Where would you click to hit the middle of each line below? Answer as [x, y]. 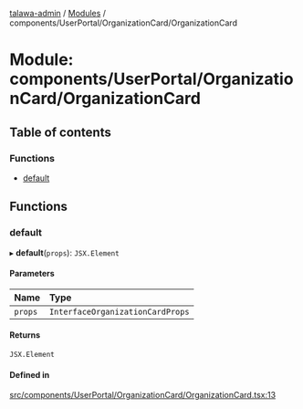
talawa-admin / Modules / [58, 13]
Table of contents [60, 132]
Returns [25, 335]
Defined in [30, 374]
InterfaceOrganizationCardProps [119, 311]
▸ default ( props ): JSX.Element [65, 252]
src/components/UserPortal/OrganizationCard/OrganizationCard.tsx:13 [143, 395]
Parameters [32, 274]
